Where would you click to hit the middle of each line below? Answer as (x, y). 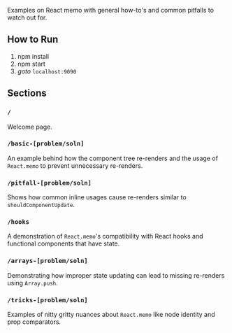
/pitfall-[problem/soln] (50, 183)
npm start (31, 64)
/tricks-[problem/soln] (48, 300)
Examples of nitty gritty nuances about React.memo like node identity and (111, 314)
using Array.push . (32, 283)
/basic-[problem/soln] (46, 144)
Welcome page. (30, 127)
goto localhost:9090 (47, 71)
